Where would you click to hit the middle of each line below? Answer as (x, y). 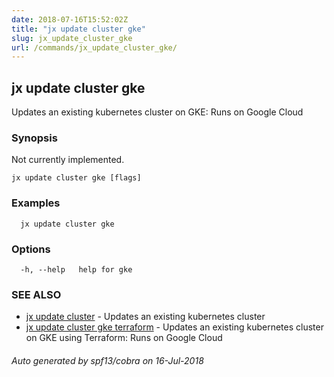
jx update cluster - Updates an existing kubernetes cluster (145, 317)
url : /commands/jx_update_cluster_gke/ (94, 47)
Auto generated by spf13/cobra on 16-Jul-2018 (107, 360)
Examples (36, 203)
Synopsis (34, 138)
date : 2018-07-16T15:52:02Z (70, 19)
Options (31, 249)
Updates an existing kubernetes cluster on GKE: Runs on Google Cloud (157, 112)
